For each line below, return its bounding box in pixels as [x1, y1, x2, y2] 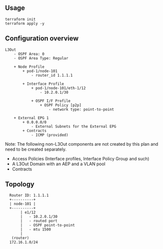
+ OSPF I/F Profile [31, 98, 71, 103]
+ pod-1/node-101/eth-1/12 [31, 85, 86, 91]
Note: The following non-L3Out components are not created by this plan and [5, 141, 159, 147]
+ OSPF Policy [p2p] [39, 102, 82, 108]
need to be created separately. [5, 146, 67, 152]
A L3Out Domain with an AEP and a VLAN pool [12, 161, 106, 167]
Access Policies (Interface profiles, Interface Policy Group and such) [12, 155, 149, 161]
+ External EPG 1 [14, 115, 49, 120]
